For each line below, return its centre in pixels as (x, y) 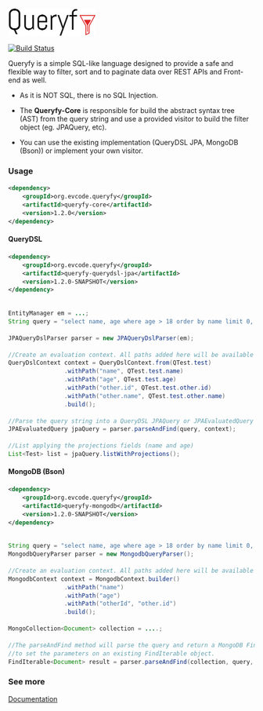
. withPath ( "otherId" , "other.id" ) (120, 604)
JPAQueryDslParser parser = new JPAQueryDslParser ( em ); (101, 338)
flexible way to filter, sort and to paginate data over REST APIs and (115, 72)
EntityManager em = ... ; (49, 314)
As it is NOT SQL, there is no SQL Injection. (89, 95)
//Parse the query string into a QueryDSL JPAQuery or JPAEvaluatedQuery (131, 421)
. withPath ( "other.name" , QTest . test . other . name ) (144, 396)
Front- (234, 72)
